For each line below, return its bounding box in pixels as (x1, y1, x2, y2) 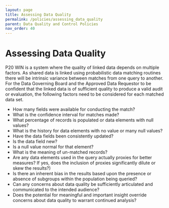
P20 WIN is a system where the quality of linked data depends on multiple (5, 64, 159, 71)
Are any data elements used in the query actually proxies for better (12, 155, 152, 161)
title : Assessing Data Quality (5, 12, 71, 17)
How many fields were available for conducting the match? (12, 106, 135, 112)
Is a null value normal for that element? (12, 144, 94, 150)
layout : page (5, 7, 33, 13)
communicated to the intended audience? (12, 187, 100, 193)
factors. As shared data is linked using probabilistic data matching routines (5, 70, 161, 76)
